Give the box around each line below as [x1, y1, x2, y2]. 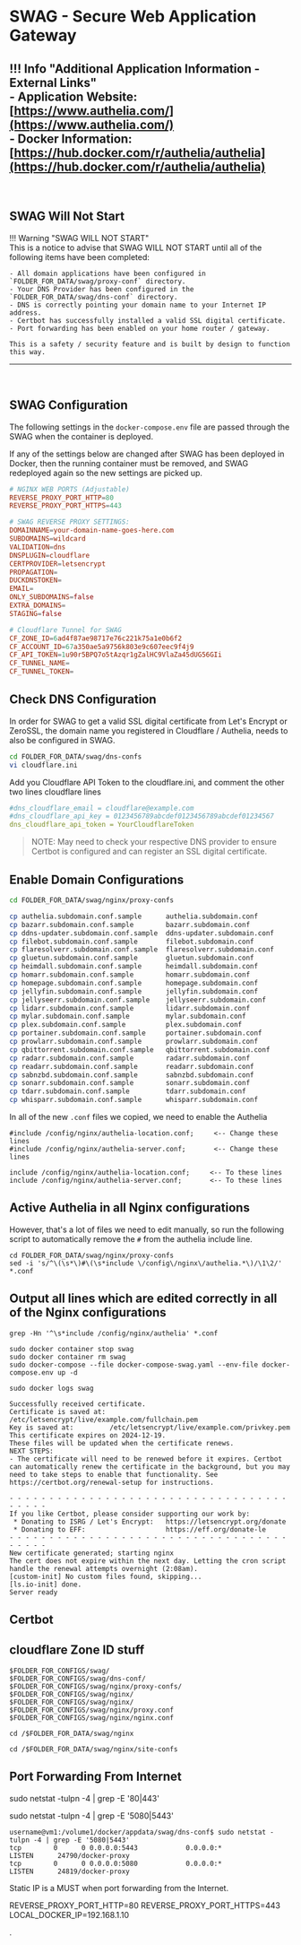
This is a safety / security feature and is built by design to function [9, 339, 291, 349]
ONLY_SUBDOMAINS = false [9, 593, 94, 602]
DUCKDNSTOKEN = [9, 576, 63, 585]
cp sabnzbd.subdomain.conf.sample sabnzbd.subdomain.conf [9, 1070, 254, 1080]
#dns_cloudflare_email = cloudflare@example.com [9, 803, 194, 812]
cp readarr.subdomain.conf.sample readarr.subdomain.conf [9, 1062, 254, 1071]
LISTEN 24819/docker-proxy [9, 1867, 130, 1876]
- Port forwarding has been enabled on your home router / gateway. [9, 324, 271, 333]
